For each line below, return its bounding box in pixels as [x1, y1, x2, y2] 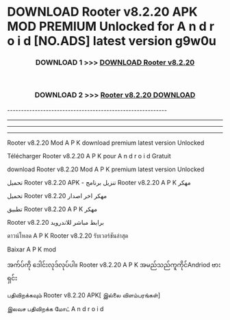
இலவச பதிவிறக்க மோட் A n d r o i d [7, 304, 104, 312]
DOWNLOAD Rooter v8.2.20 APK [7, 4, 198, 20]
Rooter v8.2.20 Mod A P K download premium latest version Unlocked [7, 138, 205, 147]
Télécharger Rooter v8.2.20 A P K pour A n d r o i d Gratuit [7, 151, 171, 160]
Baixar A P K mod [7, 245, 57, 254]
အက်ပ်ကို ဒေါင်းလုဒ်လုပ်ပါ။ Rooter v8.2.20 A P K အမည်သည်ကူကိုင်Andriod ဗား [7, 260, 221, 269]
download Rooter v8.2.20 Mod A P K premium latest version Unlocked [7, 165, 205, 173]
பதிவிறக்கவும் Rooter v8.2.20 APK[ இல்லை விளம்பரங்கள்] [7, 291, 161, 299]
